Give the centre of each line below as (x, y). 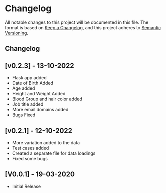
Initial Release (27, 186)
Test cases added (31, 148)
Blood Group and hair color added (47, 99)
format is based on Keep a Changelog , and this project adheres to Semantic (83, 27)
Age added (24, 88)
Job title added (28, 104)
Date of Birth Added (33, 83)
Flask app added (30, 78)
